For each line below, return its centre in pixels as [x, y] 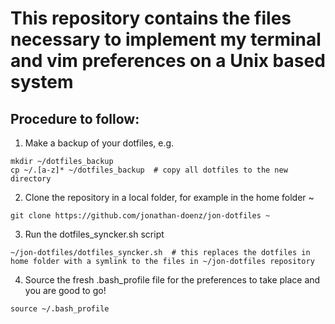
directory [31, 179]
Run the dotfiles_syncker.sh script [94, 234]
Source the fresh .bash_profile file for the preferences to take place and [172, 280]
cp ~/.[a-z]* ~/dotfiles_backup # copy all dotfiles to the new [149, 170]
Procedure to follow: [75, 118]
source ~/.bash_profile [60, 309]
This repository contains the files [151, 18]
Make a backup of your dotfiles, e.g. [99, 143]
